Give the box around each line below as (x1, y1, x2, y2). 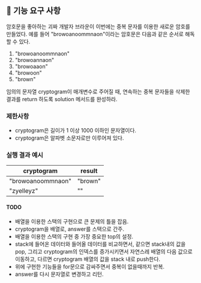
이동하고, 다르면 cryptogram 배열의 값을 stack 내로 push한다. (14, 255, 161, 263)
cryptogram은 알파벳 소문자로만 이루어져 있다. (14, 134, 124, 141)
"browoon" (14, 69, 42, 76)
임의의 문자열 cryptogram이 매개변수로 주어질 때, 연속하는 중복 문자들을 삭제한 (6, 88, 190, 95)
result (80, 167, 98, 175)
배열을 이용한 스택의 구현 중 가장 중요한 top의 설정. (14, 232, 134, 240)
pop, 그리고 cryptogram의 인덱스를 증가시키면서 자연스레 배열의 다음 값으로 (14, 247, 193, 255)
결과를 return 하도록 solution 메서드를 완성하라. (6, 95, 118, 102)
